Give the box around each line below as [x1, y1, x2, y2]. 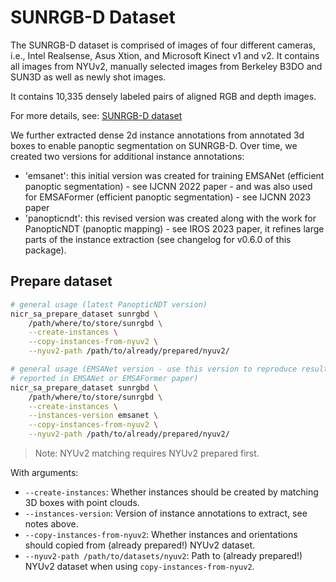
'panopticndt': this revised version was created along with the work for [24, 212, 317, 224]
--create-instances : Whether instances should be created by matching [24, 486, 319, 498]
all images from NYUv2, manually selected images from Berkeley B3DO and [10, 60, 323, 72]
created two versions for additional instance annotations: [10, 150, 245, 162]
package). [24, 244, 67, 256]
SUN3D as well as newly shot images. [10, 71, 167, 83]
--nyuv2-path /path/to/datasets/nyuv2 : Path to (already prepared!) [24, 550, 303, 561]
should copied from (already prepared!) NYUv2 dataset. [24, 539, 255, 551]
